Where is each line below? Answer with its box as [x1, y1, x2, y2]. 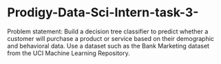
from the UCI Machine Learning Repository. [7, 49, 131, 57]
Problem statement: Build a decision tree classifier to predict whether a [7, 27, 209, 35]
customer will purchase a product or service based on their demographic [7, 34, 215, 42]
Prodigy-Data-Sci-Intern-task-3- [7, 5, 199, 20]
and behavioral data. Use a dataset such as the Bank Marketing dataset [7, 42, 210, 50]
